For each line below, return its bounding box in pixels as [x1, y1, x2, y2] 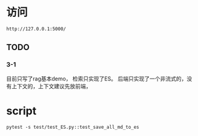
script [6, 104, 37, 118]
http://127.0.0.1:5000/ [6, 25, 67, 32]
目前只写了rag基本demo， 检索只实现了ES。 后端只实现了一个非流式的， [6, 75, 187, 82]
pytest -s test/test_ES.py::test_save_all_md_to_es [6, 124, 139, 130]
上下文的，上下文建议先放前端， [11, 82, 91, 89]
